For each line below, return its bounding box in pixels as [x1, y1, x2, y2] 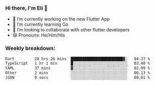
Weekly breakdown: [5, 45, 56, 52]
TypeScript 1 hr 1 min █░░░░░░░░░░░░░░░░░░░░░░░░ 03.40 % [5, 61, 150, 66]
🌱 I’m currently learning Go [12, 21, 69, 27]
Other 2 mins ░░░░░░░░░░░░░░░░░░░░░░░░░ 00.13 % [5, 70, 150, 75]
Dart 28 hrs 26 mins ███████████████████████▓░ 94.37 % [5, 56, 150, 61]
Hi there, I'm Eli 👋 [5, 5, 48, 12]
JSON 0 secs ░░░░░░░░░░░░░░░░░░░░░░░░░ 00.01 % [5, 75, 150, 80]
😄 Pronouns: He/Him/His [12, 32, 66, 38]
